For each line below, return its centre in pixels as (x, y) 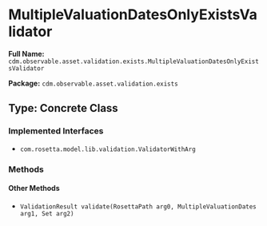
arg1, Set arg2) (47, 213)
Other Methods (34, 188)
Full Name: (26, 54)
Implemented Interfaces (56, 131)
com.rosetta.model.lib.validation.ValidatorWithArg (108, 149)
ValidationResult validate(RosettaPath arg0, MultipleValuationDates (138, 206)
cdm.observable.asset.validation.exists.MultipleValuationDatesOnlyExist (134, 61)
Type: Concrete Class (63, 108)
